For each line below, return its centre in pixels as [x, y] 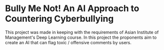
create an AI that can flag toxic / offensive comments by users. [68, 42]
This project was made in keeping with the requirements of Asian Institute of [82, 32]
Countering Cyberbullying [59, 19]
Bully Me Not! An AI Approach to [72, 8]
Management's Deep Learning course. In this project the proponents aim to [81, 37]
